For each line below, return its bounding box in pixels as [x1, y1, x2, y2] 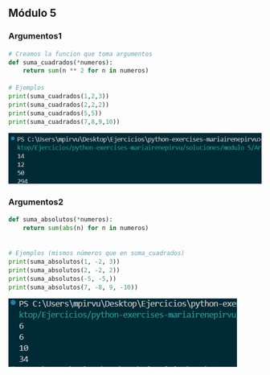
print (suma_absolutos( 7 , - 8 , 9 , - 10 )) [8, 283, 138, 291]
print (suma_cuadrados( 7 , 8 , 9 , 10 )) [8, 117, 121, 126]
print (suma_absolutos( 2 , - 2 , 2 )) [8, 266, 121, 274]
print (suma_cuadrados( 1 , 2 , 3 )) [8, 93, 110, 101]
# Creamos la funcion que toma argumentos [8, 50, 153, 58]
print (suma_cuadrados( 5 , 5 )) [8, 109, 103, 117]
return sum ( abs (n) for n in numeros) [22, 224, 149, 232]
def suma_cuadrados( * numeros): [8, 58, 113, 67]
